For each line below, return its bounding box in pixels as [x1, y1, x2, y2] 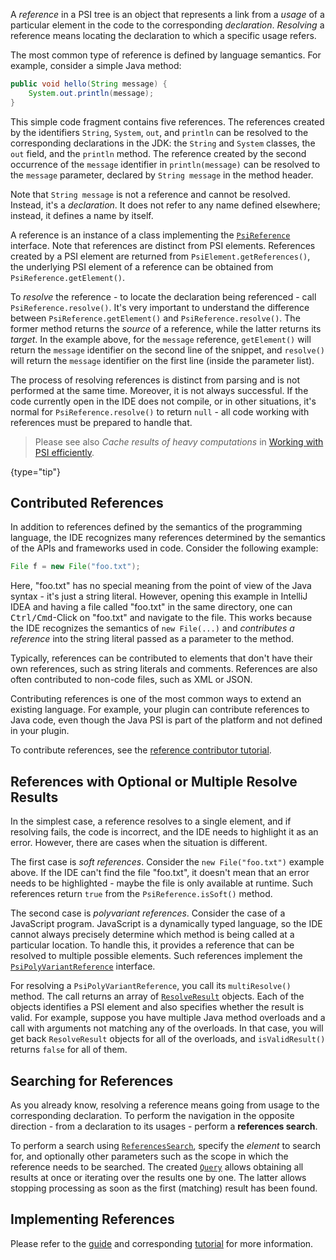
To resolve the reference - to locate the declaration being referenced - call [10, 290, 317, 303]
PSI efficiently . [34, 446, 95, 458]
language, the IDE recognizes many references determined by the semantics [10, 532, 326, 544]
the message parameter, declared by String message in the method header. [10, 169, 314, 181]
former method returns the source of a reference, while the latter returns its [10, 322, 322, 334]
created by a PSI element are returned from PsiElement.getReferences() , [10, 250, 311, 262]
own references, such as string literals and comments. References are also [10, 663, 318, 675]
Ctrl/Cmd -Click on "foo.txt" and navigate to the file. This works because [10, 612, 313, 624]
